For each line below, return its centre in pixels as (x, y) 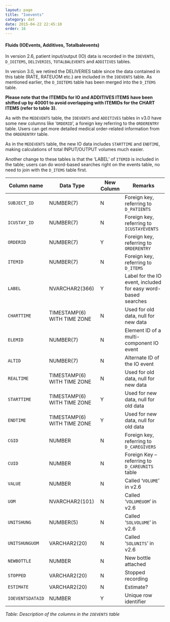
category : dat (20, 19)
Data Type (72, 186)
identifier (135, 602)
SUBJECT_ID (21, 203)
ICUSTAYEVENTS (142, 229)
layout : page (19, 10)
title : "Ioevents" (25, 15)
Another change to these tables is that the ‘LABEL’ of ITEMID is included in (82, 159)
